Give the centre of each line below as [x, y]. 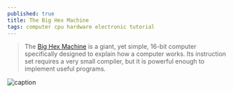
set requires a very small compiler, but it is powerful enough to [114, 62]
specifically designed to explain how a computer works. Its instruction [125, 54]
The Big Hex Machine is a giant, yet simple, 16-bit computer [110, 47]
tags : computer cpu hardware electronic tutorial [81, 27]
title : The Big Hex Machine [48, 20]
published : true [31, 14]
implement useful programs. [65, 69]
